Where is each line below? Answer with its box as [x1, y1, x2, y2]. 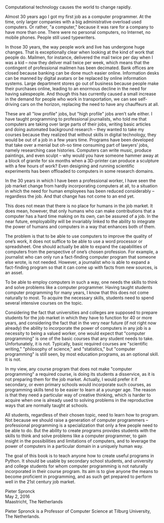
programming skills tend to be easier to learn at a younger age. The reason [5, 387, 156, 392]
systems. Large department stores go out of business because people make [5, 80, 159, 86]
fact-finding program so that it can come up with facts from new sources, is [5, 264, 158, 270]
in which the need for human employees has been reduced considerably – [5, 188, 155, 194]
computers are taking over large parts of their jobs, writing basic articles [5, 121, 151, 127]
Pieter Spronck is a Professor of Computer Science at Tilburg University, [5, 508, 151, 514]
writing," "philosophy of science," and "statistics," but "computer [5, 346, 136, 352]
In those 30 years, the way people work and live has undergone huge [5, 44, 145, 50]
